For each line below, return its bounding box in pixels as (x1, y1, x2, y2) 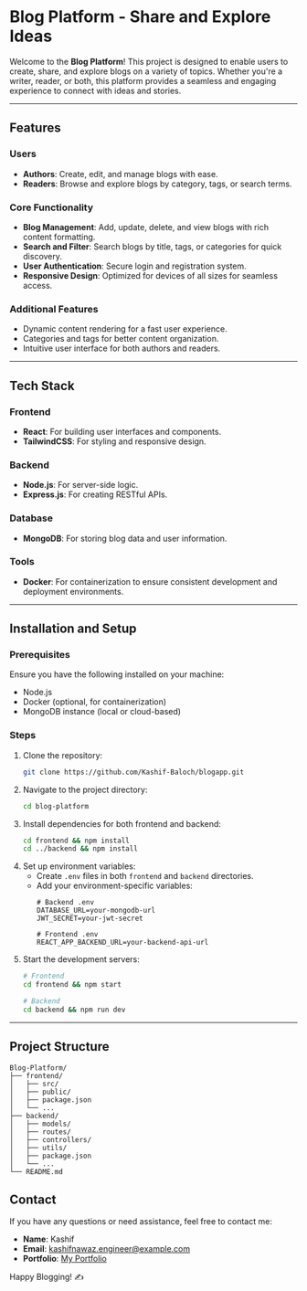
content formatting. (22, 231, 96, 242)
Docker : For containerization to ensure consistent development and (22, 576, 278, 587)
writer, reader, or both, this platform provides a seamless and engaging (9, 75, 277, 86)
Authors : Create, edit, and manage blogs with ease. (22, 168, 218, 179)
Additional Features (9, 302, 99, 315)
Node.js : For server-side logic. (22, 480, 139, 491)
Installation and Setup (9, 621, 137, 637)
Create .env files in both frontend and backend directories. (36, 871, 254, 882)
